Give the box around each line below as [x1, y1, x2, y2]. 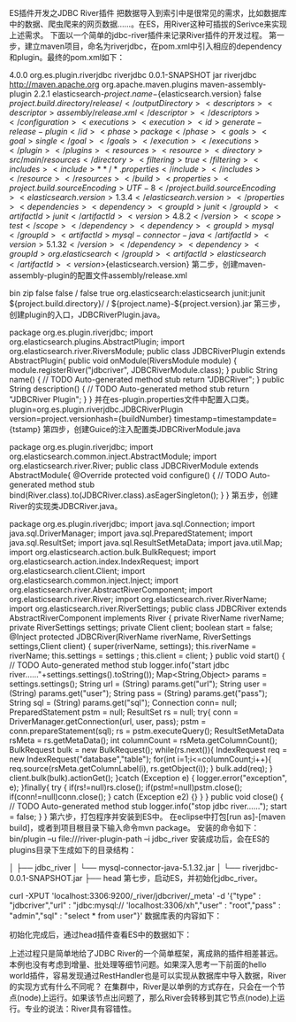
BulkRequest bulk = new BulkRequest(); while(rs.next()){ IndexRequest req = [9, 745, 288, 755]
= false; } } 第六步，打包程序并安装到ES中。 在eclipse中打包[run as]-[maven [9, 811, 286, 822]
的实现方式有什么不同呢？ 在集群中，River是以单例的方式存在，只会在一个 [9, 981, 278, 992]
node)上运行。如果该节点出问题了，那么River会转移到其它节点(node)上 [19, 993, 277, 1003]
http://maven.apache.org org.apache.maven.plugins [9, 79, 199, 89]
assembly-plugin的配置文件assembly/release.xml [9, 270, 188, 281]
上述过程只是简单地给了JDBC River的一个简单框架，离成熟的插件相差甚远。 [9, 948, 283, 958]
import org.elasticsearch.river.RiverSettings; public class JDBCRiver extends [9, 603, 287, 614]
